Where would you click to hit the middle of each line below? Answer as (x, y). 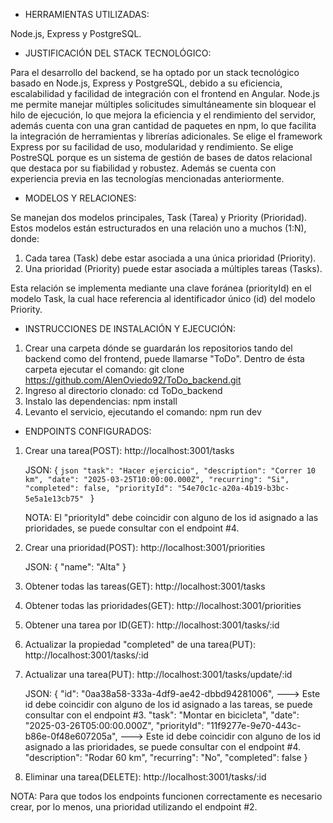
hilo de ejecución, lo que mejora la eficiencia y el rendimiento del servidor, (163, 115)
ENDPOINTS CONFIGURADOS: (88, 431)
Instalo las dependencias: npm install (101, 401)
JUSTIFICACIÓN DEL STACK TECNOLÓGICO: (118, 53)
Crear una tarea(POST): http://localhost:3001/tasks (129, 450)
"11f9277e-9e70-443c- (254, 725)
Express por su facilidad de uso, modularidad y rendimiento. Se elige (152, 147)
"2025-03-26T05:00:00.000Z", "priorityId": (114, 725)
